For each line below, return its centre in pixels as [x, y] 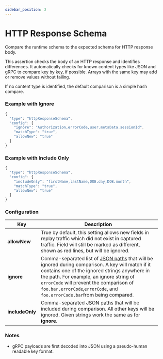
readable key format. [33, 351]
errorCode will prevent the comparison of [87, 283]
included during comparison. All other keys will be [98, 309]
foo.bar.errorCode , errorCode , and [79, 289]
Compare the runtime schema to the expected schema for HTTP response [79, 47]
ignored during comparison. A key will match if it [96, 265]
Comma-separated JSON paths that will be [90, 303]
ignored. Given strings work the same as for [91, 315]
